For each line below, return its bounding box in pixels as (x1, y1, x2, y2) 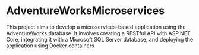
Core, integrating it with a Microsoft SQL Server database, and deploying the (6, 36, 194, 43)
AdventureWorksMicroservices (6, 4, 165, 18)
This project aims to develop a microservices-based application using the (6, 23, 186, 30)
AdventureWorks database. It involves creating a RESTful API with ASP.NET (6, 29, 191, 36)
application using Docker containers (6, 42, 95, 49)
